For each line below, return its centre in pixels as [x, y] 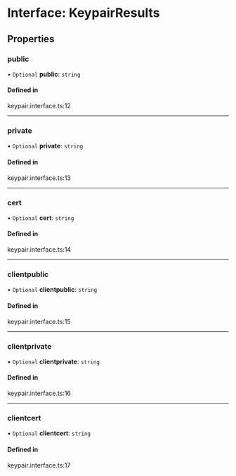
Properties [31, 39]
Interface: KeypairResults [84, 13]
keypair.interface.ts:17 [39, 465]
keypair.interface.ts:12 [39, 106]
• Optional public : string [44, 74]
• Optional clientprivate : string [54, 361]
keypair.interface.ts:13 [39, 178]
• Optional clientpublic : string [52, 290]
